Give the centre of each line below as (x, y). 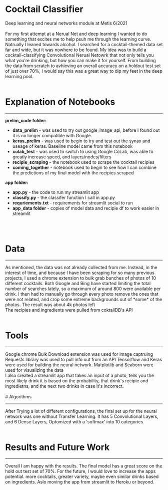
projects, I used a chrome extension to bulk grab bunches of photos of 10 (81, 278)
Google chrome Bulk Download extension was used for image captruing (79, 354)
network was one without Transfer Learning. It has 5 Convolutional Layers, (82, 416)
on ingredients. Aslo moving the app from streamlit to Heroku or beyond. (80, 481)
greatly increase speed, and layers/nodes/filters (62, 157)
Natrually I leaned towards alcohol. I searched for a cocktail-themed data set (84, 44)
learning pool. (19, 76)
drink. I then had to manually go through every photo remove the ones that (82, 294)
